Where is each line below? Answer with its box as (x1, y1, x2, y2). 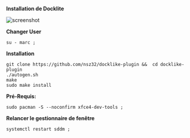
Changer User (6, 28, 42, 35)
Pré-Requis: (6, 93, 37, 100)
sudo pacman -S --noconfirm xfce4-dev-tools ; (6, 104, 123, 110)
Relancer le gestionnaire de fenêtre (6, 115, 95, 121)
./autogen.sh (6, 72, 39, 78)
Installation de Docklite (6, 5, 64, 12)
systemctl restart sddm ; (6, 126, 70, 132)
